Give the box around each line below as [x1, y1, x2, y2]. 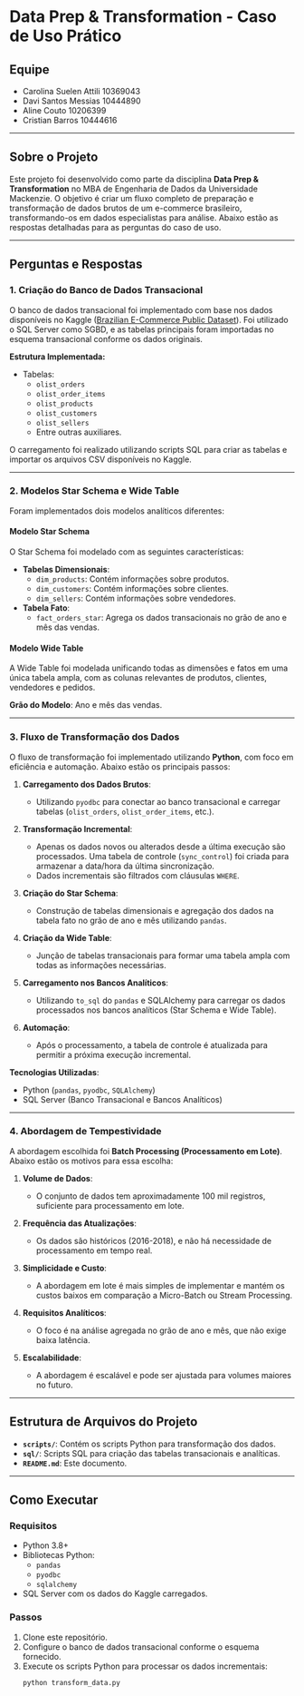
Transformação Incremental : [22, 823, 133, 834]
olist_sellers [35, 418, 90, 427]
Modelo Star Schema [9, 526, 90, 537]
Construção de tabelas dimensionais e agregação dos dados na [35, 905, 274, 916]
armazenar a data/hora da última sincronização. [35, 860, 215, 871]
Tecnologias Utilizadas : [9, 1066, 100, 1077]
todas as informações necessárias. [35, 959, 167, 970]
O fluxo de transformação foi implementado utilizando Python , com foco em [9, 751, 294, 762]
